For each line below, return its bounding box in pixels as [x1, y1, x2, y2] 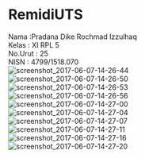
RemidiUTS [8, 6, 83, 24]
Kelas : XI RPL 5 [8, 40, 59, 49]
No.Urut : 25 [8, 48, 49, 58]
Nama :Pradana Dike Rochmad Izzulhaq [8, 32, 137, 41]
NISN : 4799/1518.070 [8, 57, 79, 67]
